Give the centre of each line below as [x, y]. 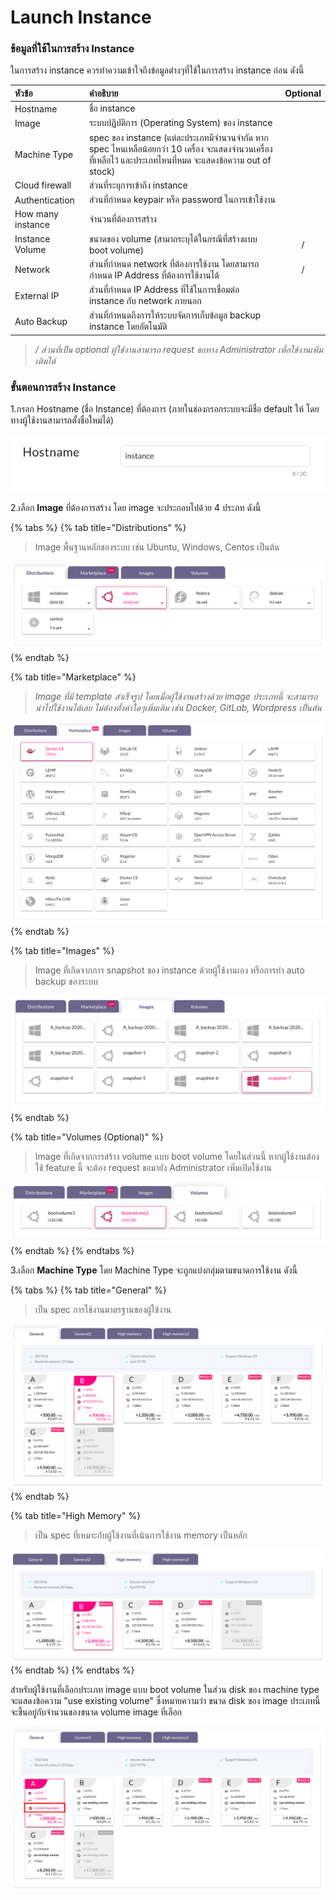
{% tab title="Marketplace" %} [73, 677]
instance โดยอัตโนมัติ [128, 327]
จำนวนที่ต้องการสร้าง [122, 219]
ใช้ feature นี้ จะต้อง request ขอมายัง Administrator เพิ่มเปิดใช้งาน [153, 1167]
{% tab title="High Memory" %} [76, 1515]
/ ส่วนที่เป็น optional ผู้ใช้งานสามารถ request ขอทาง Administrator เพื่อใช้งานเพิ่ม [178, 349]
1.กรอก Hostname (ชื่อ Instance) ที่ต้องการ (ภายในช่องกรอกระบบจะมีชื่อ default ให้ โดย [165, 409]
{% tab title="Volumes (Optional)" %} [87, 1137]
